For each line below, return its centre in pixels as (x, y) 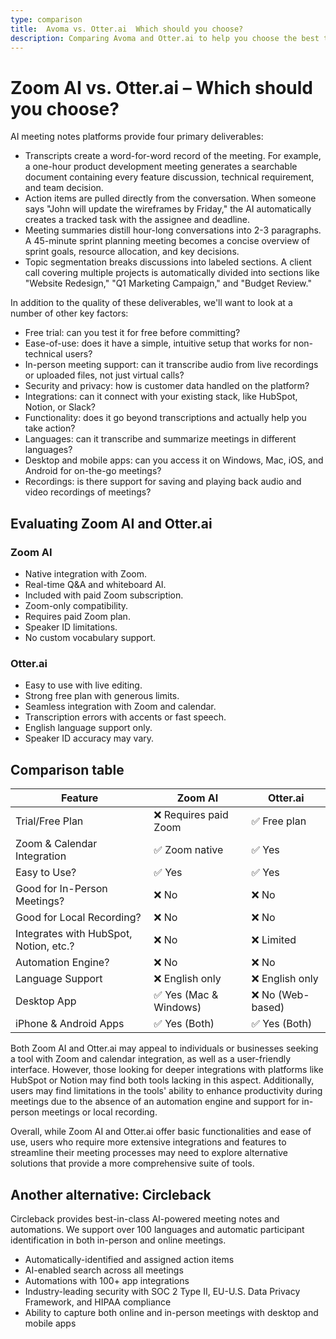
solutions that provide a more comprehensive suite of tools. (132, 1163)
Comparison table (67, 769)
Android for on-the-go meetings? (93, 471)
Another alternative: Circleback (111, 1194)
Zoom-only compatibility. (76, 605)
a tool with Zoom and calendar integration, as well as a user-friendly (151, 1059)
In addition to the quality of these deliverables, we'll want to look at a (151, 303)
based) (268, 1008)
